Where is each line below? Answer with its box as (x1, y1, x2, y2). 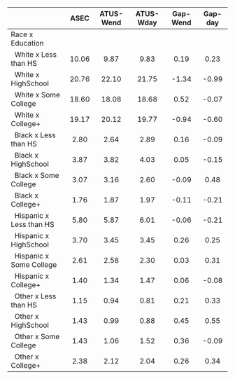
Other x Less (14, 291, 57, 301)
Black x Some (14, 171, 59, 180)
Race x (10, 29, 34, 39)
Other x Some (14, 332, 60, 341)
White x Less (14, 50, 57, 59)
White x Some (14, 90, 61, 99)
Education (10, 39, 44, 48)
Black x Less (14, 130, 56, 139)
